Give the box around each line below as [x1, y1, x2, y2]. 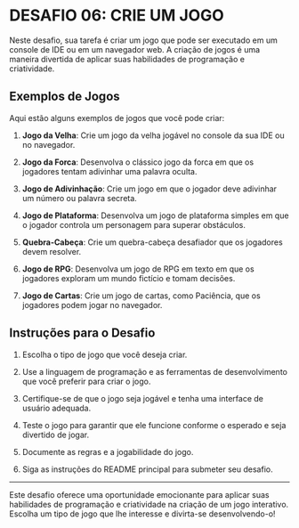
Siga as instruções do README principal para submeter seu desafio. [21, 464, 273, 475]
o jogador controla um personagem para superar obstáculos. [21, 219, 246, 230]
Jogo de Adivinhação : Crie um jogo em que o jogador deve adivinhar [21, 183, 278, 194]
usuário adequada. [21, 402, 92, 413]
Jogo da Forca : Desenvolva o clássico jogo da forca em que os [21, 157, 255, 167]
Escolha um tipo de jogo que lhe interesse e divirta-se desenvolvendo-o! [9, 508, 276, 519]
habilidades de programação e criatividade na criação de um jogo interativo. [9, 499, 289, 509]
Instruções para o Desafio [9, 326, 156, 341]
